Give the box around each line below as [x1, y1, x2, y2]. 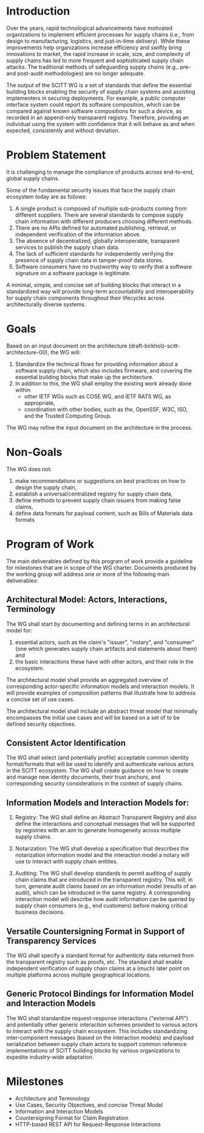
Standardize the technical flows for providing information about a [15, 360, 178, 368]
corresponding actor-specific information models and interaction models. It [6, 682, 194, 690]
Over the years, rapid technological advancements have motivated [6, 24, 173, 32]
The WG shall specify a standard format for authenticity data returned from [6, 952, 194, 959]
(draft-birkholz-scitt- [128, 342, 180, 349]
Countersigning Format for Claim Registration [15, 1114, 129, 1121]
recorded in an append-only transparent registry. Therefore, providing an [6, 114, 189, 121]
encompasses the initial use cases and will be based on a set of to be [6, 714, 180, 721]
